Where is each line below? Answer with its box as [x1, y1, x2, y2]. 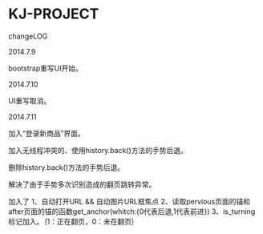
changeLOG [8, 31, 48, 41]
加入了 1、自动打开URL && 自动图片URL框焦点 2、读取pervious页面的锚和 [8, 196, 251, 206]
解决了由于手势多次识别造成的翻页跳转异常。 [8, 180, 156, 189]
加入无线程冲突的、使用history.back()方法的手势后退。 [8, 145, 188, 155]
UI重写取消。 [8, 95, 51, 105]
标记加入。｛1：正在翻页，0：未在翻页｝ [8, 216, 139, 226]
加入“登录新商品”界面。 [8, 128, 86, 138]
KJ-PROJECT [8, 5, 99, 23]
